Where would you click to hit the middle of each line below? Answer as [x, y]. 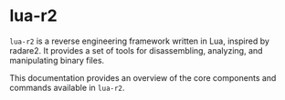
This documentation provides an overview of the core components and [143, 77]
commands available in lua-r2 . [67, 87]
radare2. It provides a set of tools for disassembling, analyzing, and [136, 50]
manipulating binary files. [57, 60]
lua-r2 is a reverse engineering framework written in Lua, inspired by [139, 41]
